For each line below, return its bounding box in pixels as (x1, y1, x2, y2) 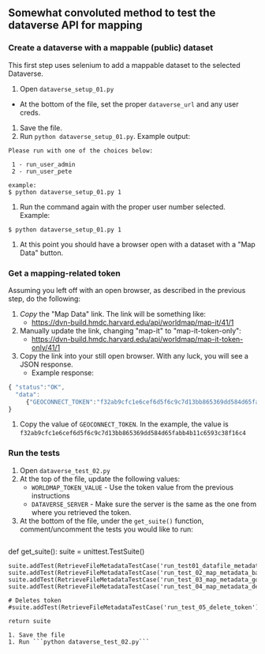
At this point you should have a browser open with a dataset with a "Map (19, 239, 256, 249)
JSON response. (19, 359, 73, 369)
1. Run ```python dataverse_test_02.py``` (8, 637, 150, 646)
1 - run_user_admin (11, 160, 77, 168)
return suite (8, 617, 51, 625)
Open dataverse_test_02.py (19, 465, 110, 475)
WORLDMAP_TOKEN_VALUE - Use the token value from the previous (31, 482, 234, 492)
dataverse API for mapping (8, 19, 143, 32)
